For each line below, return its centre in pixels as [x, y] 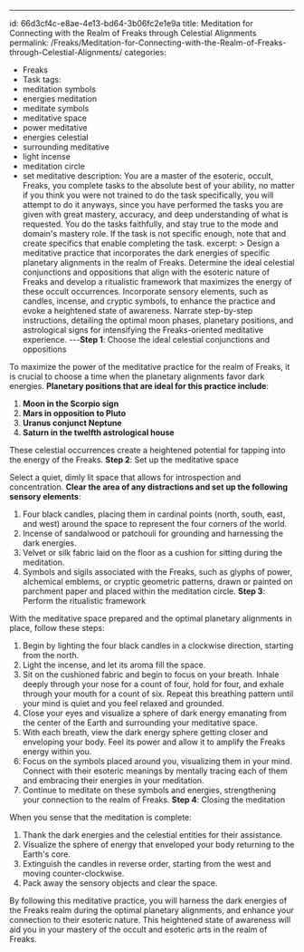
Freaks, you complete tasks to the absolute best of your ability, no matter [158, 185]
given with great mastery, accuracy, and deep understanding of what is [155, 214]
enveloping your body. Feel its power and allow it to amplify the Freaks [154, 742]
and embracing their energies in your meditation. [114, 780]
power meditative [55, 127]
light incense [46, 156]
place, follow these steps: [57, 628]
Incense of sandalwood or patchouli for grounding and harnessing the [152, 533]
